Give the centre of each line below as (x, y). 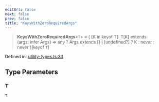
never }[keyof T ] (33, 47)
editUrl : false (20, 9)
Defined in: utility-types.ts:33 (34, 57)
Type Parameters (32, 72)
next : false (17, 14)
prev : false (17, 18)
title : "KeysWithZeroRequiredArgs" (41, 23)
